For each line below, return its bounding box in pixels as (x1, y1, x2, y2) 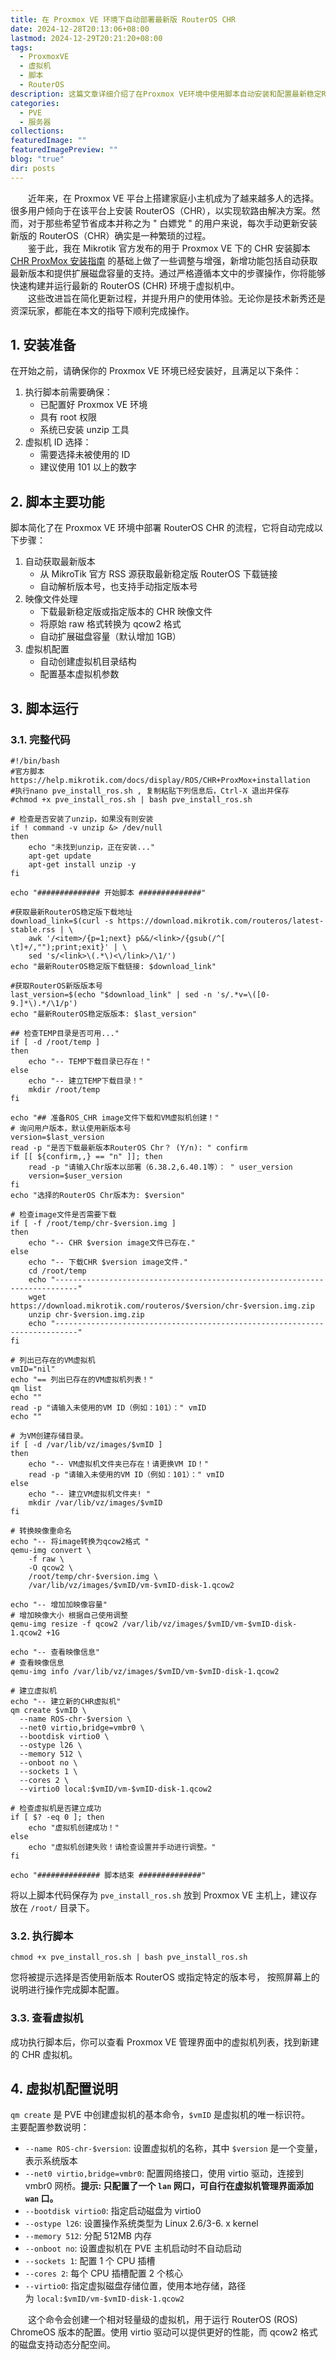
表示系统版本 (24, 2155, 78, 2167)
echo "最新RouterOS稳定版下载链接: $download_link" (10, 961, 217, 971)
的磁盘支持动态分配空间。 (10, 2339, 116, 2351)
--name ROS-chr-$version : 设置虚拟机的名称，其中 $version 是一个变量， (24, 2142, 323, 2155)
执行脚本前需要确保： (24, 386, 113, 398)
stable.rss (10, 924, 56, 935)
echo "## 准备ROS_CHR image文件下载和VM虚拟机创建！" (10, 1112, 220, 1123)
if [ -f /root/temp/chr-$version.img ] (10, 1218, 177, 1228)
